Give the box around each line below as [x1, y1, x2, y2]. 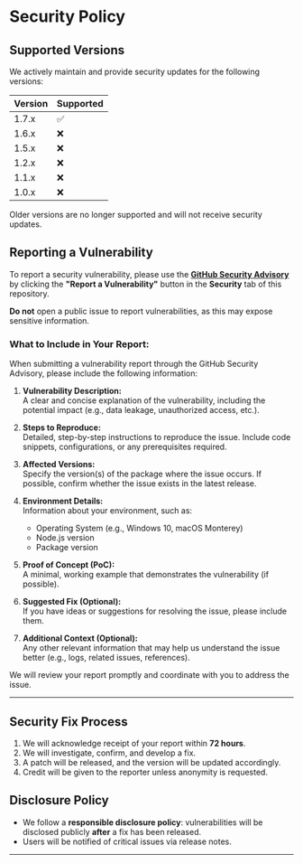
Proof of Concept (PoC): [22, 559, 115, 570]
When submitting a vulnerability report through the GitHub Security [9, 359, 259, 370]
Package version [35, 542, 99, 553]
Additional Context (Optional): [22, 633, 138, 643]
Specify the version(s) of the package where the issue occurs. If [22, 468, 262, 480]
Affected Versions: [22, 459, 96, 470]
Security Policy [9, 6, 126, 27]
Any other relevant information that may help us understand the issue [22, 643, 280, 653]
